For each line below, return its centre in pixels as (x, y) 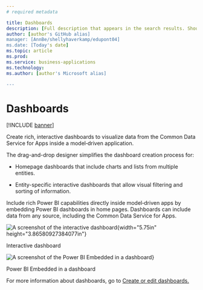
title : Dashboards (29, 23)
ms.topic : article (29, 51)
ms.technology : (25, 68)
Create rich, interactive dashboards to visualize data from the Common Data (101, 137)
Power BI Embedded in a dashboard (51, 269)
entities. (25, 173)
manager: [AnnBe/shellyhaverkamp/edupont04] (63, 40)
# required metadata (32, 12)
